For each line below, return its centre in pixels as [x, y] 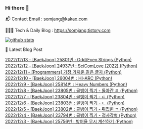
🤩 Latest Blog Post [24, 49]
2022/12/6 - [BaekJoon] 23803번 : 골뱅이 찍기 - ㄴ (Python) [65, 103]
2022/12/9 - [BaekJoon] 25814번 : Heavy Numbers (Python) [66, 85]
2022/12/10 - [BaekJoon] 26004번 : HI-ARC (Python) [59, 78]
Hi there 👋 [17, 8]
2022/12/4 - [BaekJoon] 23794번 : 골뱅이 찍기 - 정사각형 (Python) [71, 115]
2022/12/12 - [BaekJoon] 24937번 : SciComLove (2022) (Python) [71, 66]
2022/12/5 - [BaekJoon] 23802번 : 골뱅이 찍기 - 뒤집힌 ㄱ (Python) [71, 109]
